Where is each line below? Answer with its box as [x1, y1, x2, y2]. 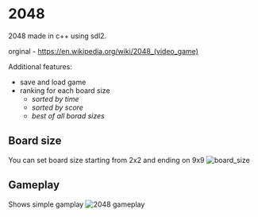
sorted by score [31, 103, 83, 112]
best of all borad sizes [31, 110, 105, 120]
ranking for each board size [19, 85, 110, 95]
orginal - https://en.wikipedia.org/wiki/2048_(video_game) [8, 46, 198, 56]
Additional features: [8, 61, 73, 72]
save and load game [19, 77, 87, 87]
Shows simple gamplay [8, 200, 84, 209]
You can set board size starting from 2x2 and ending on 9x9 [8, 155, 205, 165]
